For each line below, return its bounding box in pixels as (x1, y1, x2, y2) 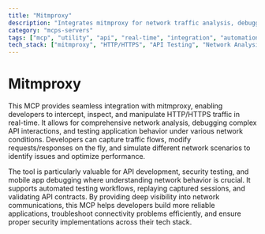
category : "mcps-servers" (8, 26, 93, 34)
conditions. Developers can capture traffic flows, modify (8, 135, 192, 145)
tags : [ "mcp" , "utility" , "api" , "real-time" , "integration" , (8, 33, 217, 42)
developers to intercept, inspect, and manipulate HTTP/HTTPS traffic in (8, 110, 241, 119)
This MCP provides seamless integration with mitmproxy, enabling (8, 101, 223, 111)
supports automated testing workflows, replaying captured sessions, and (8, 183, 246, 194)
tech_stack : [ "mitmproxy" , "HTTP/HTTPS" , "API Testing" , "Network (8, 41, 231, 49)
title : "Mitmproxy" (8, 11, 73, 20)
